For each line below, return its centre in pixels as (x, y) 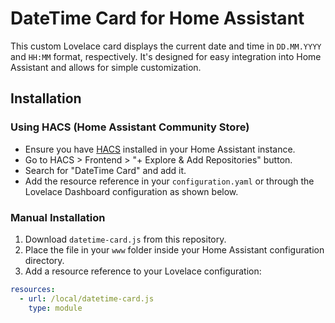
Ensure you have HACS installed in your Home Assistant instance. (160, 149)
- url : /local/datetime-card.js (87, 298)
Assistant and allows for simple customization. (106, 67)
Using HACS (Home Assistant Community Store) (130, 127)
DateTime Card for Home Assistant (157, 18)
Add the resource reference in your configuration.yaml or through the (169, 181)
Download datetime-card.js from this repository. (125, 239)
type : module (55, 308)
